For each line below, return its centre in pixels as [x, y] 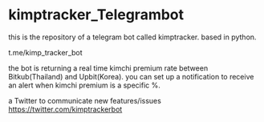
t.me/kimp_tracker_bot [45, 52]
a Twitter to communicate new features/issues [85, 100]
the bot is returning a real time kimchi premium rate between [108, 68]
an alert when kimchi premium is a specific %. [84, 85]
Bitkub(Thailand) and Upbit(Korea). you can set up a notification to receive [131, 76]
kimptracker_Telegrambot [96, 15]
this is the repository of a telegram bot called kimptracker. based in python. [132, 37]
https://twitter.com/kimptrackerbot [65, 109]
